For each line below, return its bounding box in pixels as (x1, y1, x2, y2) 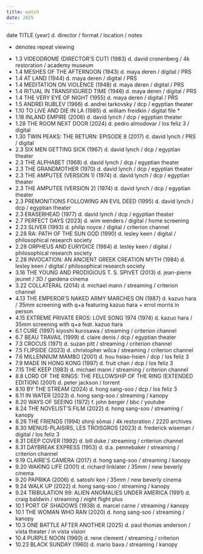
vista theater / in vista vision (15, 528, 86, 535)
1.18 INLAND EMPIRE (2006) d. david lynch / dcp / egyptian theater (15, 113, 182, 121)
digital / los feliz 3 (15, 430, 60, 438)
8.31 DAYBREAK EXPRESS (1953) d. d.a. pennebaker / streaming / (15, 443, 179, 451)
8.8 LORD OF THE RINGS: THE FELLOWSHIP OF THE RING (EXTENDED (15, 372, 193, 380)
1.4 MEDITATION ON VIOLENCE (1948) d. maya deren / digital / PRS (15, 80, 184, 88)
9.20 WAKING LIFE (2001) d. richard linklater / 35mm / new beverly (15, 463, 183, 470)
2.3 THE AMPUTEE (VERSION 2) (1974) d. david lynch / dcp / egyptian (15, 184, 191, 192)
